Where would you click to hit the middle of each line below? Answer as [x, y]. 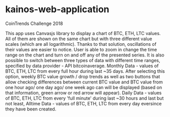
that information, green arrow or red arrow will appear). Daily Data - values [83, 93]
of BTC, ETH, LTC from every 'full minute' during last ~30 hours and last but [84, 98]
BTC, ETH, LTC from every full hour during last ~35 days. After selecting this [85, 71]
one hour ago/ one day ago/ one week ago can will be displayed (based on [84, 87]
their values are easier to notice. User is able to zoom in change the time [81, 49]
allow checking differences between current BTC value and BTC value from [84, 82]
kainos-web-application [57, 9]
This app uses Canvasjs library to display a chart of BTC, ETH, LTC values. [83, 33]
